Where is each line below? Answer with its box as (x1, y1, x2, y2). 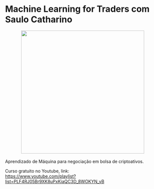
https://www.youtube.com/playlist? (5, 173, 76, 179)
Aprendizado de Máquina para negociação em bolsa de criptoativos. (5, 158, 144, 164)
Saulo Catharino (5, 14, 73, 25)
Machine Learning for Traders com (5, 3, 150, 15)
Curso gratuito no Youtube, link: (5, 168, 70, 174)
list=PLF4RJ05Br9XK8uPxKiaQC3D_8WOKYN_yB (5, 178, 105, 184)
